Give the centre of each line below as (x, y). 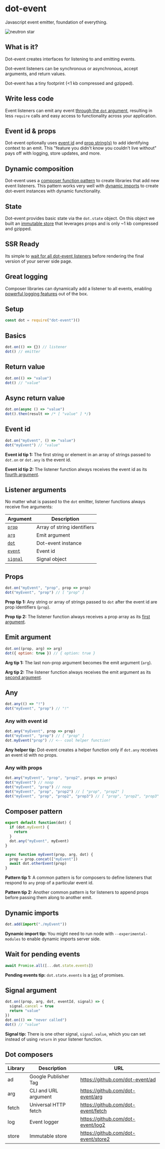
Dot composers (29, 1054)
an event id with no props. (31, 755)
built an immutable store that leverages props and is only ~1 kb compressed (82, 223)
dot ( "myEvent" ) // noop (29, 783)
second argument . (24, 677)
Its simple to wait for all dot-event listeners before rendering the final (74, 256)
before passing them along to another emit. (49, 898)
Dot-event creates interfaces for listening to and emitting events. (70, 59)
